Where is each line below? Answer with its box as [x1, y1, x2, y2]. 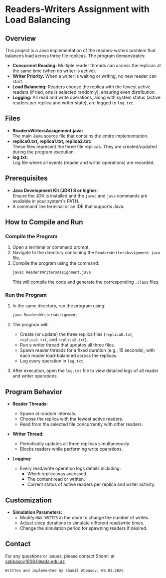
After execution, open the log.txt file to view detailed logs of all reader [12, 367, 159, 374]
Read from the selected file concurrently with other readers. [19, 421, 143, 427]
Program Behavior [5, 388, 63, 396]
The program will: [12, 322, 49, 328]
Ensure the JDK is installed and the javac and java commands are [12, 192, 148, 199]
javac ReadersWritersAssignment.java [12, 270, 91, 275]
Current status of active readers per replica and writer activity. [27, 481, 156, 487]
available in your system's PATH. [12, 198, 80, 204]
